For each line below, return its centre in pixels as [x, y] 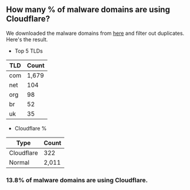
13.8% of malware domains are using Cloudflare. [77, 180]
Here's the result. [27, 39]
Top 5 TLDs [29, 51]
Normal [19, 162]
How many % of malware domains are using [88, 10]
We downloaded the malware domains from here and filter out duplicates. [95, 33]
